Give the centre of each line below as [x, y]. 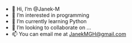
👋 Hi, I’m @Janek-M [35, 9]
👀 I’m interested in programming [50, 15]
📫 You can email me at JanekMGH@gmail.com [69, 34]
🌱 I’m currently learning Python [49, 21]
